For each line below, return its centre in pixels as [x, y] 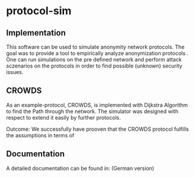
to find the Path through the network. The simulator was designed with [92, 111]
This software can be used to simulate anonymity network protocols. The [95, 47]
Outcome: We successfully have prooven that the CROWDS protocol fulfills [97, 129]
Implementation [36, 33]
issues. [15, 72]
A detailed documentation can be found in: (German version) [80, 168]
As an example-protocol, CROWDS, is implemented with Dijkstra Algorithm [97, 105]
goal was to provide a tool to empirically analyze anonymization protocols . [97, 53]
